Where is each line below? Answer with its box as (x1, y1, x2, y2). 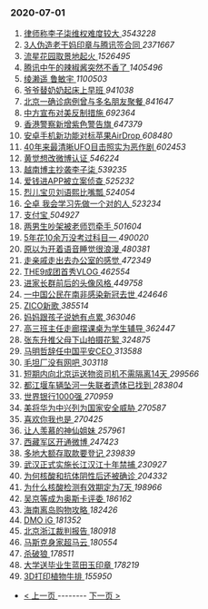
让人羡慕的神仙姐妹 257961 (23, 425, 125, 437)
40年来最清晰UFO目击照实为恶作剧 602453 (23, 142, 186, 152)
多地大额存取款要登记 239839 (23, 447, 135, 459)
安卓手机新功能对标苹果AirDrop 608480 (23, 130, 173, 142)
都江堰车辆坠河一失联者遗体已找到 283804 (23, 379, 184, 391)
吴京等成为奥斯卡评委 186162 (23, 493, 133, 505)
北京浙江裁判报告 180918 (23, 526, 116, 536)
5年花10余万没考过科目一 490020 (23, 232, 149, 243)
